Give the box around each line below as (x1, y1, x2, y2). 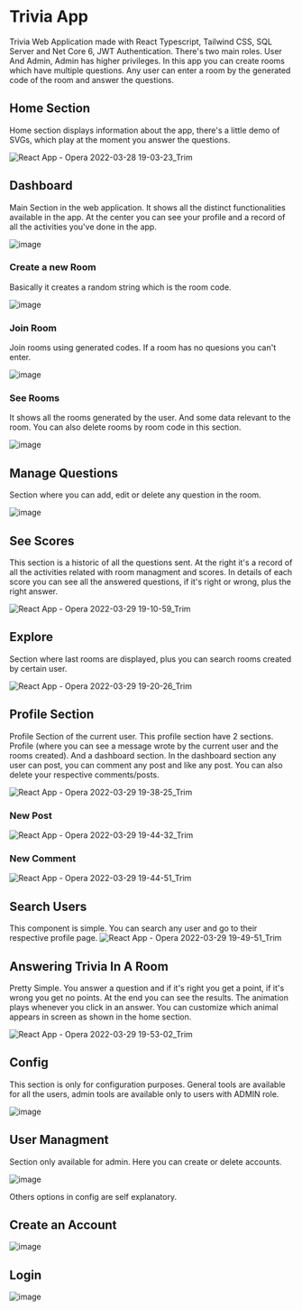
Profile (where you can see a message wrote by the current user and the (9, 740, 279, 751)
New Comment (9, 851, 77, 864)
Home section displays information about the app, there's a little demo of (9, 125, 280, 135)
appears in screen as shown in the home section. (9, 1011, 192, 1022)
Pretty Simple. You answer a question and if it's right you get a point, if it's (9, 982, 285, 993)
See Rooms (9, 392, 60, 404)
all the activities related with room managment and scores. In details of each (9, 567, 293, 578)
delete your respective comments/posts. (9, 769, 160, 780)
